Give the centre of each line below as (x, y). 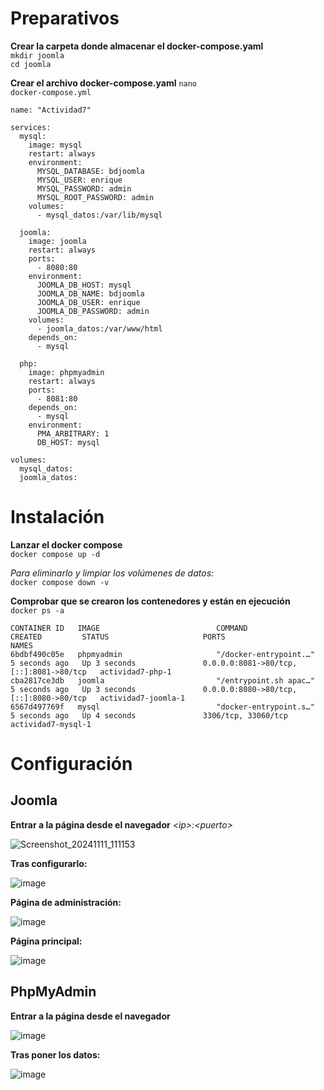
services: (31, 127)
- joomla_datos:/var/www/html (99, 328)
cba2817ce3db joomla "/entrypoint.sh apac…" (162, 680)
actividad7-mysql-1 (51, 724)
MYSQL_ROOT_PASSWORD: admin (95, 197)
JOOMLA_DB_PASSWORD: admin (93, 311)
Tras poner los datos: (55, 1054)
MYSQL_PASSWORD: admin (84, 188)
